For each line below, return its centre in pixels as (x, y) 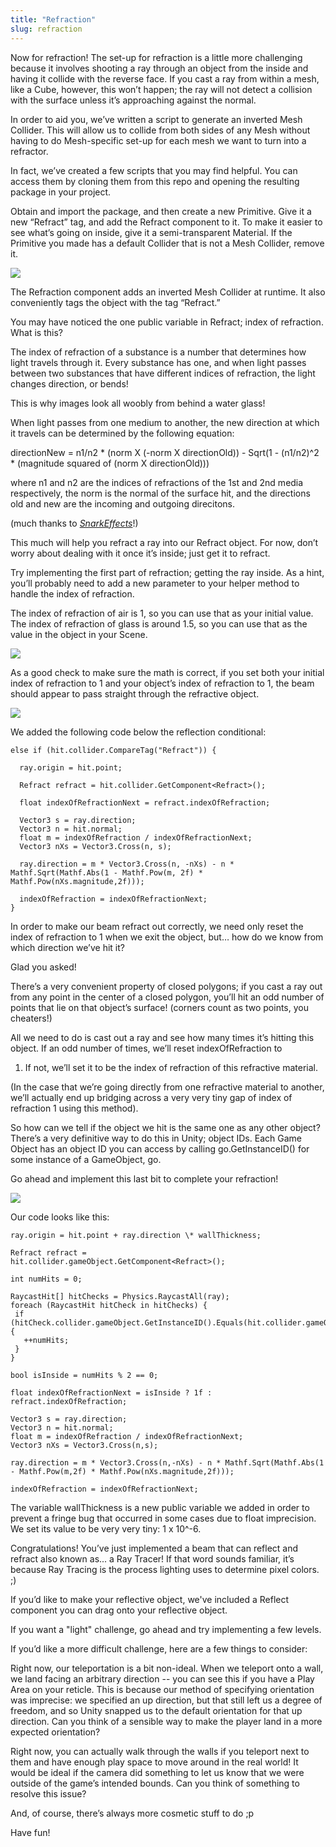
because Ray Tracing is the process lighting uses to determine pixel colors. (165, 1569)
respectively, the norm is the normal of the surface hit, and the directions (160, 493)
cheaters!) (31, 1018)
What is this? (36, 332)
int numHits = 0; (46, 1279)
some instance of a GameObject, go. (86, 1159)
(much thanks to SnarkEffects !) (74, 523)
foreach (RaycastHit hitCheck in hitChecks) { (109, 1305)
